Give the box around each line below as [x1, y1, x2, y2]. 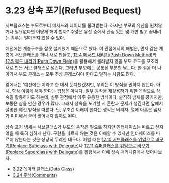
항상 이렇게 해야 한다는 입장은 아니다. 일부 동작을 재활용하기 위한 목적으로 [12, 88, 155, 94]
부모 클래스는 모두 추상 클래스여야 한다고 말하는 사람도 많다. [18, 71, 135, 77]
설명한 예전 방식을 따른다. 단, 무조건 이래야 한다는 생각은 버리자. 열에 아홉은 [5, 106, 152, 112]
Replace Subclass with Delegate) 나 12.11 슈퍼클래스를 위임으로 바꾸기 [11, 142, 150, 149]
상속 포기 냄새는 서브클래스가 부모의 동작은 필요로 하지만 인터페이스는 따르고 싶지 [5, 124, 164, 130]
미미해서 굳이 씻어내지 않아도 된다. [10, 113, 78, 119]
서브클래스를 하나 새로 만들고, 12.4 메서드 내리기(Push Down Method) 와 [14, 51, 157, 58]
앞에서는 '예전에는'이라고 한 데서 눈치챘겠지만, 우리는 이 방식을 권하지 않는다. [5, 81, 155, 87]
